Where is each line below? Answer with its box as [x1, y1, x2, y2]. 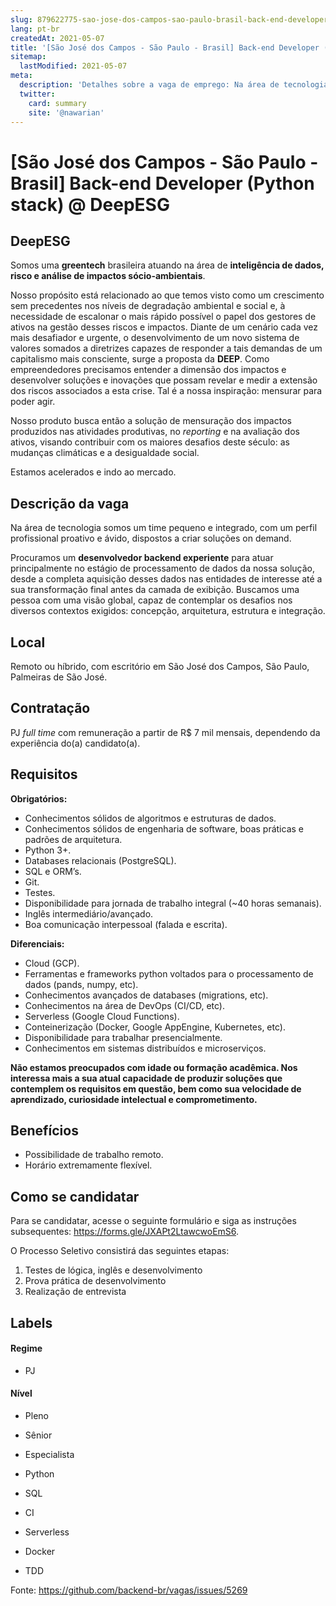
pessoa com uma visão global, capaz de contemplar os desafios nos [10, 594, 293, 606]
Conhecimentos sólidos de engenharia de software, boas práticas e [24, 822, 304, 835]
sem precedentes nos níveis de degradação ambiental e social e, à [10, 300, 286, 312]
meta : [10, 71, 33, 81]
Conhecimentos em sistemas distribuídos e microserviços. [24, 1042, 267, 1054]
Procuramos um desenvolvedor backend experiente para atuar [10, 552, 274, 564]
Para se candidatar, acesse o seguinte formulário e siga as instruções [10, 1215, 297, 1227]
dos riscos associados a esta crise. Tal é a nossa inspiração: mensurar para [10, 385, 323, 397]
